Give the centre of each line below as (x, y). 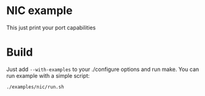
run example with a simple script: (48, 76)
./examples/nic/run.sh (35, 87)
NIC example (39, 11)
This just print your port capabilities (51, 28)
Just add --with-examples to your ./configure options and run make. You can (103, 69)
